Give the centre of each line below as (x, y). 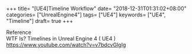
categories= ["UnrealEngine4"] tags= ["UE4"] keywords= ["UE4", (86, 15)
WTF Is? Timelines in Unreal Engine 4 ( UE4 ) (61, 38)
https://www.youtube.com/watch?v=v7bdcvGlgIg (66, 45)
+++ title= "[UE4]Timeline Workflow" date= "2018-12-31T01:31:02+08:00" (96, 9)
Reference (19, 32)
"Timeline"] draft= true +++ (40, 21)
